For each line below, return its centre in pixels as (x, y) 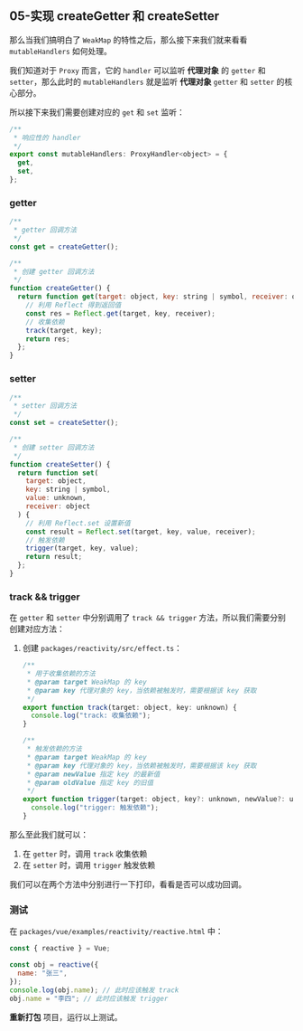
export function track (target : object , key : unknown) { (129, 707)
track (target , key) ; (64, 330)
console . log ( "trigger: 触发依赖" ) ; (95, 808)
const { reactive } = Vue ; (60, 949)
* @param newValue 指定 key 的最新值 (93, 774)
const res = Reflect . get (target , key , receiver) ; (121, 313)
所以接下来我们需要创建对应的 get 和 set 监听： (97, 112)
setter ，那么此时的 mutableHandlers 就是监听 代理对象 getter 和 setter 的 (147, 81)
